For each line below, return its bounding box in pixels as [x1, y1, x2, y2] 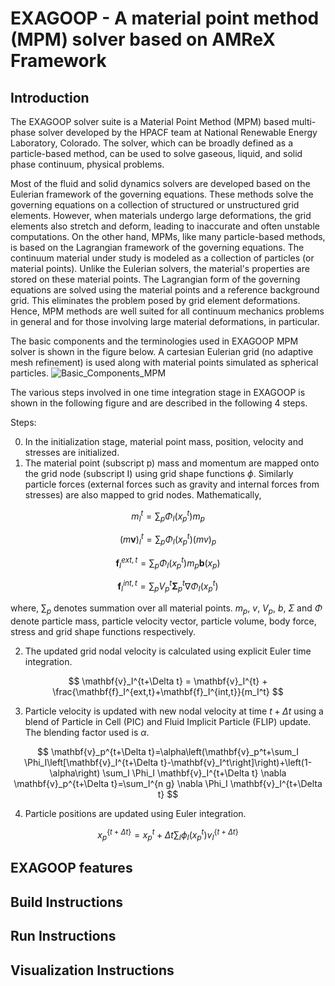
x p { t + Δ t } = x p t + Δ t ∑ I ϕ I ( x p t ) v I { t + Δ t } [97, 827, 239, 843]
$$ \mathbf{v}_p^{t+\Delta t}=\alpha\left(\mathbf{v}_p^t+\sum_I [37, 745, 299, 757]
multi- [291, 116, 317, 127]
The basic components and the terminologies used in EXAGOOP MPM [10, 335, 299, 347]
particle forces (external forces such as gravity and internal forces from [24, 478, 320, 490]
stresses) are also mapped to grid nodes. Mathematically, [24, 489, 262, 501]
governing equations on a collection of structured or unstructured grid [10, 199, 300, 211]
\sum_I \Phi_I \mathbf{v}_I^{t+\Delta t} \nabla [102, 767, 287, 779]
